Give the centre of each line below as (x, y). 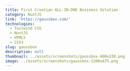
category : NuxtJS (23, 14)
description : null (24, 51)
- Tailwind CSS (26, 28)
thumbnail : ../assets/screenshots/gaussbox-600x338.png (65, 56)
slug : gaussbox (21, 47)
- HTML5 (18, 38)
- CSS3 (17, 42)
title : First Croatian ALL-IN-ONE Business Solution (62, 10)
